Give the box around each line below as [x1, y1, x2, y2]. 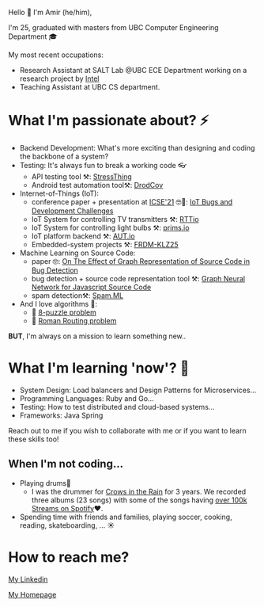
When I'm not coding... [8, 457, 124, 471]
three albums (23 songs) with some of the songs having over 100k [31, 495, 247, 505]
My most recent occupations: [8, 50, 104, 59]
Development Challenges [31, 206, 114, 216]
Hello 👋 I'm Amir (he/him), [8, 8, 92, 17]
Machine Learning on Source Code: [19, 248, 136, 258]
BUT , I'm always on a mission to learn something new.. [8, 331, 187, 341]
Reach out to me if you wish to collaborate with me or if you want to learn [8, 426, 247, 435]
